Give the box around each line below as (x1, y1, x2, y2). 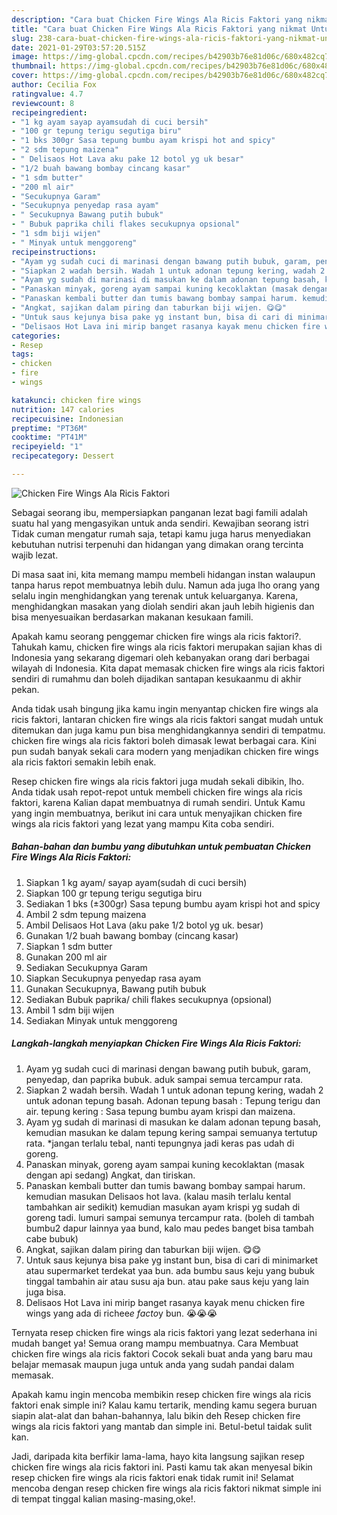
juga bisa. (25, 1286, 67, 1298)
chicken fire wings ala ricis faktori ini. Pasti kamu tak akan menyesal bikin (11, 1461, 313, 1473)
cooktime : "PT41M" (11, 432, 88, 443)
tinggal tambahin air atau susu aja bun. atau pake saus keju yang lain (25, 1275, 310, 1287)
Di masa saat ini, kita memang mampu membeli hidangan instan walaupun (11, 568, 316, 580)
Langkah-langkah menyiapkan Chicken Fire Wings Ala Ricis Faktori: (11, 1037, 302, 1050)
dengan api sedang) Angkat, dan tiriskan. (25, 1169, 196, 1181)
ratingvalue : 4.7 (11, 89, 84, 99)
